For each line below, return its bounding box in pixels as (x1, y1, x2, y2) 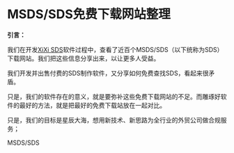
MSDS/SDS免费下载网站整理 (7, 6, 171, 22)
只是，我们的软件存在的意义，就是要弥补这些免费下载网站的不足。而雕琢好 (7, 92, 221, 101)
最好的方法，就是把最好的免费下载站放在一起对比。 (19, 101, 166, 109)
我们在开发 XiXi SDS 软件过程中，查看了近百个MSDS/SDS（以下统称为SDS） (7, 45, 224, 54)
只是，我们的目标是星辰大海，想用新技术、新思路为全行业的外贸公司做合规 (7, 115, 221, 124)
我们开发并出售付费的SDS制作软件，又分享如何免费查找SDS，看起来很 (7, 69, 209, 77)
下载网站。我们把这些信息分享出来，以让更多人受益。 (7, 54, 160, 63)
